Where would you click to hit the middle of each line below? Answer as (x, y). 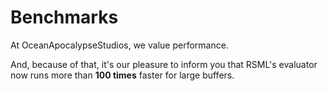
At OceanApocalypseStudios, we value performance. (119, 45)
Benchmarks (64, 17)
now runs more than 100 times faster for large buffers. (122, 75)
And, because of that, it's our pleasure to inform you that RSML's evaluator (164, 64)
